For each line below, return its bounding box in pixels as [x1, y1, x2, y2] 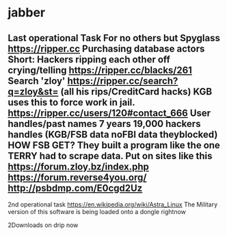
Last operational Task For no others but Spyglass [8, 32, 221, 44]
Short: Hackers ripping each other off [8, 54, 170, 65]
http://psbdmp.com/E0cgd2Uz [8, 182, 143, 193]
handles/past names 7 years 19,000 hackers [8, 118, 201, 130]
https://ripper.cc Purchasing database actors [8, 43, 205, 54]
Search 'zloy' [8, 75, 66, 86]
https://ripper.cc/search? [67, 75, 178, 86]
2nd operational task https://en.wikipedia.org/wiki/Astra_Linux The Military [8, 200, 218, 209]
